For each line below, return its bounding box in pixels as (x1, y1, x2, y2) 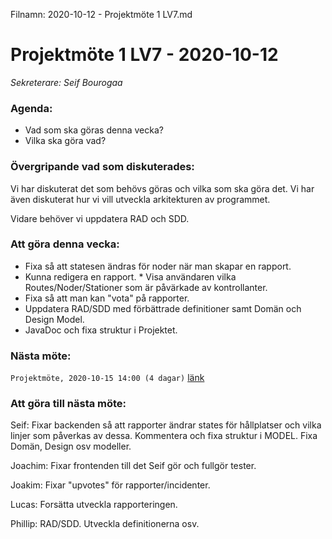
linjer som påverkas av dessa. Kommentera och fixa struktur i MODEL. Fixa (10, 430, 318, 442)
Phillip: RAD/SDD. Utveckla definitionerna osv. (10, 518, 200, 530)
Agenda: (10, 101, 53, 115)
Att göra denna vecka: (10, 237, 120, 251)
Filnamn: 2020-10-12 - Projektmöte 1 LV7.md (10, 9, 193, 20)
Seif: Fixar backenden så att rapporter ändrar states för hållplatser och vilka (10, 419, 322, 431)
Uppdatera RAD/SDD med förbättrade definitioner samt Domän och (24, 302, 302, 314)
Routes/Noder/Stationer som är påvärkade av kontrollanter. (24, 281, 268, 293)
